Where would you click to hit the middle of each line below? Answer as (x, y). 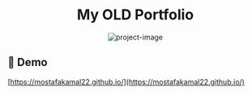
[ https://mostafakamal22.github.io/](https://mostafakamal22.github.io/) (126, 81)
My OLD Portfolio (135, 15)
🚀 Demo (28, 62)
